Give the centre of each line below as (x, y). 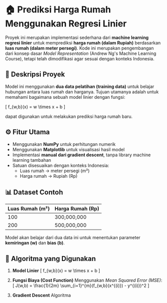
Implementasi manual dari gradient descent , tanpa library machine (82, 155)
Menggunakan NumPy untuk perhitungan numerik (64, 144)
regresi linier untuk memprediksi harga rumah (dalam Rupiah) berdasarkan (83, 42)
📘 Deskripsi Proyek (35, 75)
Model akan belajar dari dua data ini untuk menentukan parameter (73, 238)
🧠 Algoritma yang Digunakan (51, 258)
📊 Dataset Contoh (34, 192)
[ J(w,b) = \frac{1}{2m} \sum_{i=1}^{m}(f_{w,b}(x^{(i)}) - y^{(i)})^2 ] (81, 286)
